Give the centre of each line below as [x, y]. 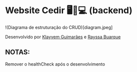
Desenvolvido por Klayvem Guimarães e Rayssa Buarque [63, 37]
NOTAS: [18, 52]
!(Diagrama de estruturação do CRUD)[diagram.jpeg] [59, 27]
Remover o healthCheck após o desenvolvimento [55, 64]
